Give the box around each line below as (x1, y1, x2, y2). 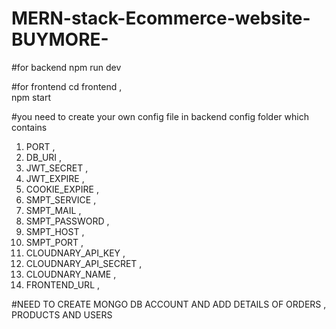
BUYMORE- (11, 28, 109, 51)
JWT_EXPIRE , (25, 172, 85, 184)
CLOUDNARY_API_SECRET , (25, 257, 143, 269)
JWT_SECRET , (25, 162, 89, 174)
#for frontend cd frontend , (11, 80, 123, 92)
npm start (11, 91, 52, 103)
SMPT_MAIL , (25, 204, 82, 216)
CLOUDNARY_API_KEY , (25, 247, 126, 259)
